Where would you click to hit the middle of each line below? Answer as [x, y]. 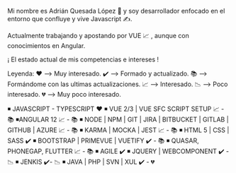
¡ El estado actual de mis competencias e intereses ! [83, 59]
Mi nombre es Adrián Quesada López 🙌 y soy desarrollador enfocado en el [116, 11]
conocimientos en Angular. [46, 46]
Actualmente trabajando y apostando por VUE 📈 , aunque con [99, 36]
